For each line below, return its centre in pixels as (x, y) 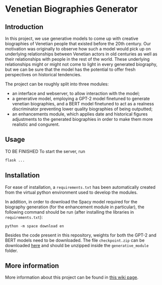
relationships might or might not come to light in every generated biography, (81, 64)
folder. (11, 251)
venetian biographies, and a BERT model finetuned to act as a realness (83, 104)
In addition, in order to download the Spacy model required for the (71, 201)
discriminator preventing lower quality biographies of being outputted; (82, 109)
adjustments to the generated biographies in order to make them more (82, 119)
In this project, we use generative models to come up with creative (72, 38)
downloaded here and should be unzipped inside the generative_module (77, 245)
